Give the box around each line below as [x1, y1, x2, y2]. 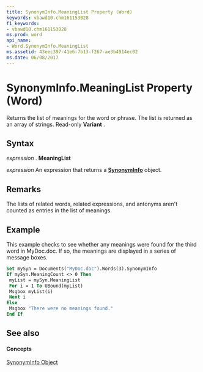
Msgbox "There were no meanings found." [9, 305, 114, 312]
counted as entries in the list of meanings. [6, 207, 112, 214]
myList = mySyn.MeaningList [9, 277, 81, 283]
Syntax [6, 138, 34, 149]
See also [6, 328, 40, 338]
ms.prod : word [6, 32, 43, 38]
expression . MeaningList [6, 154, 72, 162]
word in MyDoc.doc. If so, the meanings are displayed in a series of [6, 247, 176, 255]
